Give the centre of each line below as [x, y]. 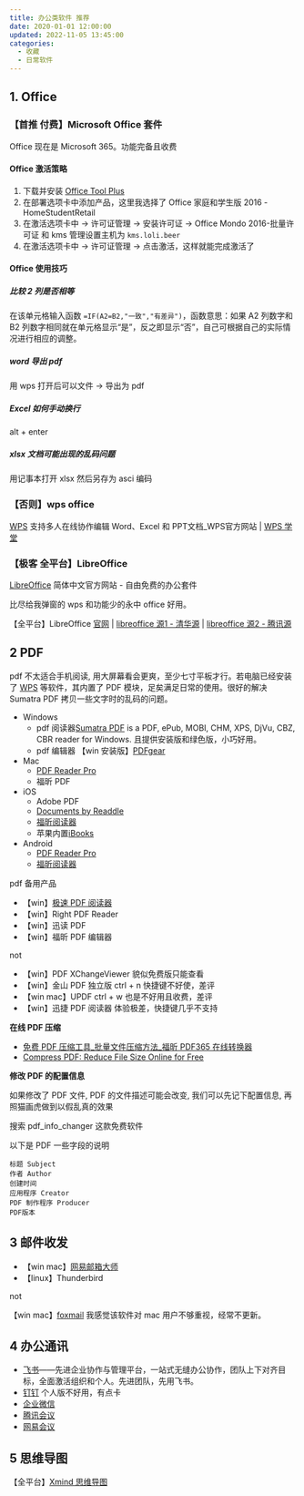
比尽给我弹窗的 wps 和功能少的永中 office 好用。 [100, 604]
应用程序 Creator [40, 1193]
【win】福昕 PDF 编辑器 [67, 937]
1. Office [33, 97]
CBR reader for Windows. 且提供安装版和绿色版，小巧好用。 [149, 739]
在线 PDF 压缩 [35, 1027]
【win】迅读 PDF [54, 925]
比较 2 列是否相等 [42, 292]
